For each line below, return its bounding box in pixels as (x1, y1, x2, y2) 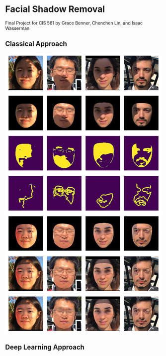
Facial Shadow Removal (5, 3, 105, 15)
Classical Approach (5, 40, 67, 48)
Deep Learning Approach (5, 343, 84, 352)
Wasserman (5, 25, 30, 31)
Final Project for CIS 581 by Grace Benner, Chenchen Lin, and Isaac (5, 20, 143, 26)
